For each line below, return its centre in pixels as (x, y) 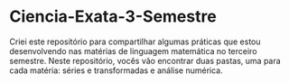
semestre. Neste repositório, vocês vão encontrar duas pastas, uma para (145, 60)
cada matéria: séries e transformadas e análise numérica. (116, 70)
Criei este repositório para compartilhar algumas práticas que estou (135, 41)
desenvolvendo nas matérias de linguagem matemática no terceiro (133, 51)
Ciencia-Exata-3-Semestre (113, 17)
